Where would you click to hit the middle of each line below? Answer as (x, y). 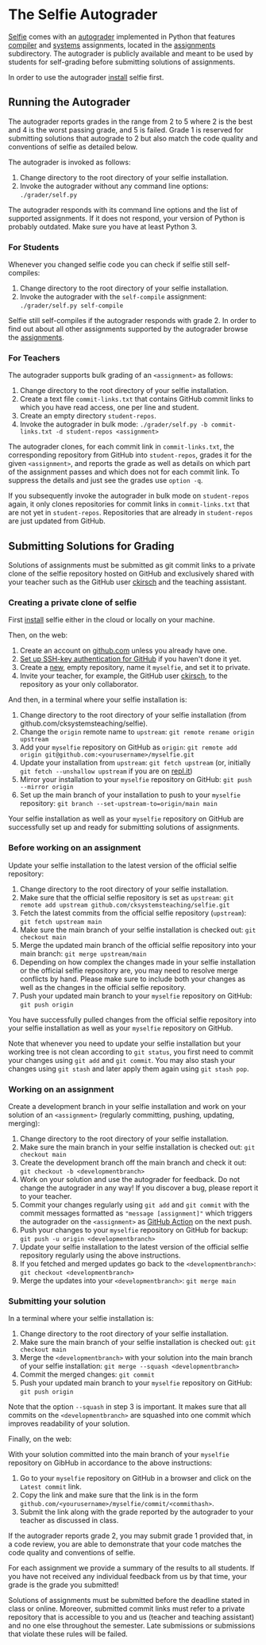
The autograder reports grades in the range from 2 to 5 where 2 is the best (131, 121)
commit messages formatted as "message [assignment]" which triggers (136, 1213)
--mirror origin (46, 788)
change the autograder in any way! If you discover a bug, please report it (139, 1188)
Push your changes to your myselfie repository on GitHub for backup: (134, 1230)
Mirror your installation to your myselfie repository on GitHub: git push (136, 780)
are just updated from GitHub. (57, 521)
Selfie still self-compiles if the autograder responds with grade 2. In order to (132, 321)
